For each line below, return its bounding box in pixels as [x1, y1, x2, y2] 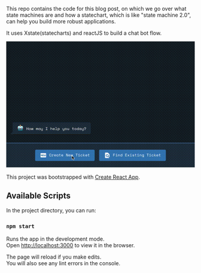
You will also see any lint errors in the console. [6, 260, 121, 267]
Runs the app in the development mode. [6, 235, 105, 242]
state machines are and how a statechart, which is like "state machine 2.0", [6, 11, 191, 19]
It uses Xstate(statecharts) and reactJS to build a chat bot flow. [6, 29, 162, 37]
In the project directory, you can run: [6, 206, 96, 214]
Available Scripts [6, 191, 71, 201]
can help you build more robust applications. [6, 18, 116, 25]
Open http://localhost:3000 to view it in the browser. [6, 242, 135, 249]
